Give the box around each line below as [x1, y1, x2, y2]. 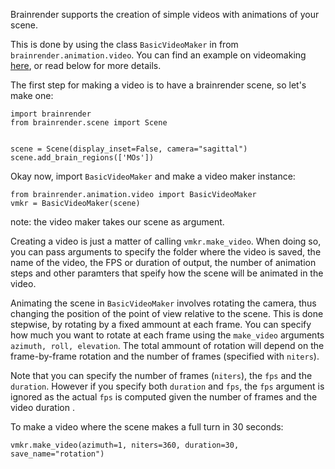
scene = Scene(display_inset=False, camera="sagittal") [10, 144, 248, 154]
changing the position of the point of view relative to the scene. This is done [10, 308, 324, 319]
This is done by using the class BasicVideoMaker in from [10, 39, 239, 50]
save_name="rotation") [10, 449, 105, 459]
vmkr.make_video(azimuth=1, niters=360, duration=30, [10, 440, 240, 450]
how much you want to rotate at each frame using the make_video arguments [10, 329, 325, 341]
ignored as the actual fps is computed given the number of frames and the [10, 391, 318, 403]
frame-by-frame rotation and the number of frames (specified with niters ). [10, 350, 320, 362]
